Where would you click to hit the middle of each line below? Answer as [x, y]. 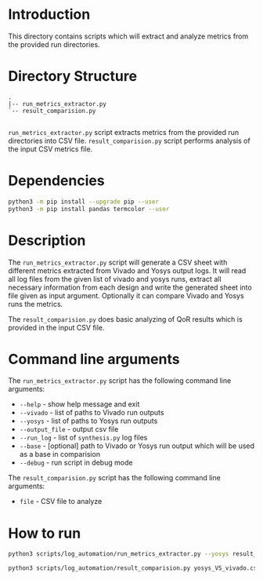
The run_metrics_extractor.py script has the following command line [120, 381]
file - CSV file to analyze [61, 502]
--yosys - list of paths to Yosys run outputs [88, 421]
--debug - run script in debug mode [76, 463]
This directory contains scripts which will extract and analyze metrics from [128, 36]
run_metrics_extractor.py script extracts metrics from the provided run [124, 132]
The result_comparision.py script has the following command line [114, 478]
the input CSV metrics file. [50, 149]
